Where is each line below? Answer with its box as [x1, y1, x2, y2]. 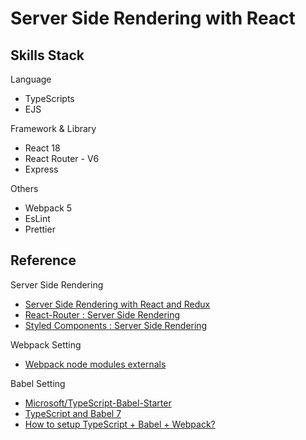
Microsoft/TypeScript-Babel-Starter [24, 397, 172, 409]
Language [10, 73, 52, 85]
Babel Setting [10, 377, 66, 389]
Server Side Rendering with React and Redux [24, 298, 211, 310]
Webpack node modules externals [24, 358, 167, 370]
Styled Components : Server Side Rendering [24, 319, 208, 331]
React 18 [24, 142, 61, 154]
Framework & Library [10, 123, 97, 134]
